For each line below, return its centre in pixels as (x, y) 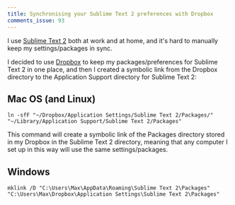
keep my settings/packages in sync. (60, 48)
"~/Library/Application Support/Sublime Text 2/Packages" (94, 122)
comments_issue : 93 (36, 20)
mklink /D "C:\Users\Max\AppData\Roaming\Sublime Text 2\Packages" (109, 188)
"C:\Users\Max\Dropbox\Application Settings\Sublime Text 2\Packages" (114, 194)
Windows (29, 171)
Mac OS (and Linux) (52, 99)
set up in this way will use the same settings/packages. (88, 150)
